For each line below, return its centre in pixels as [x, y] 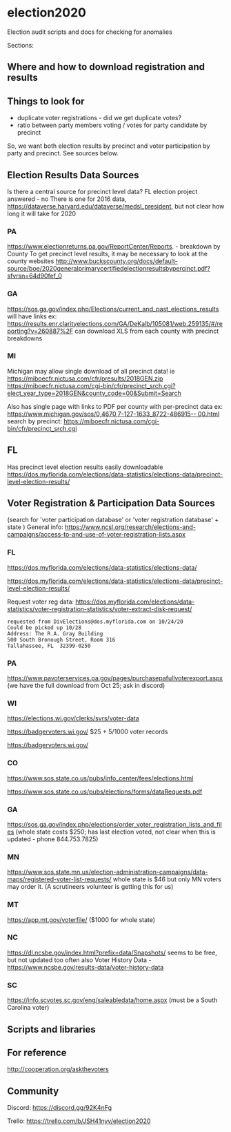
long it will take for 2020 [42, 213]
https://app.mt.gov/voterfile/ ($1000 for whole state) [81, 919]
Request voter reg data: [41, 602]
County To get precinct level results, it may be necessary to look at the [108, 254]
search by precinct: [34, 421]
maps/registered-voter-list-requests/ [59, 879]
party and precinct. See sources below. [63, 153]
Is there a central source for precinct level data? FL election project [102, 191]
